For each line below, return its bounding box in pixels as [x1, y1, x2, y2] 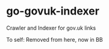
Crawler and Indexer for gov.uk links [6, 24, 96, 31]
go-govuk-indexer [6, 4, 99, 18]
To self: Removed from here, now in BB [6, 36, 104, 43]
